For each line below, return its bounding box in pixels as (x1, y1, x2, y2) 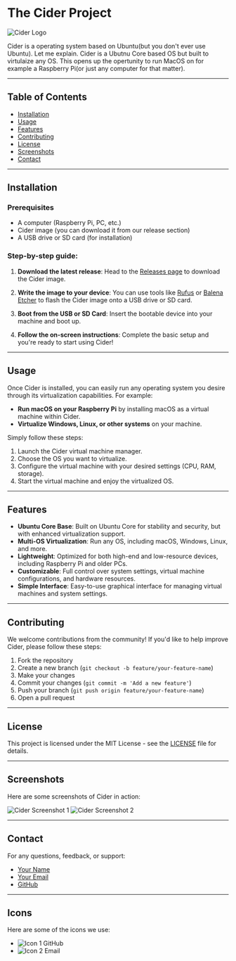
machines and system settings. (17, 589, 107, 598)
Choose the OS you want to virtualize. (17, 454, 128, 463)
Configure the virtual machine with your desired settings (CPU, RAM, (17, 462, 216, 470)
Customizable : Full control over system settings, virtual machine (17, 567, 205, 576)
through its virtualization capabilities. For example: (7, 391, 153, 399)
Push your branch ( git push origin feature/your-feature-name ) (17, 686, 205, 695)
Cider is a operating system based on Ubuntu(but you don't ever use (7, 41, 206, 50)
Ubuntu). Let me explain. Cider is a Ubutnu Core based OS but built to (7, 49, 209, 58)
